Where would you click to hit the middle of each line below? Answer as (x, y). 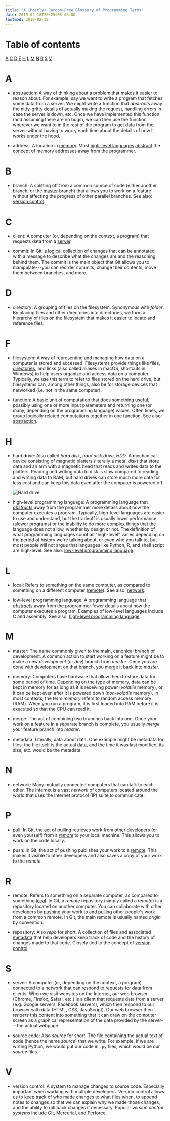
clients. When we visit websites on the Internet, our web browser (80, 993)
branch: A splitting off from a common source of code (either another (85, 186)
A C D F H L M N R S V (29, 58)
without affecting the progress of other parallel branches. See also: (82, 196)
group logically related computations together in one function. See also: (87, 416)
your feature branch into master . (46, 729)
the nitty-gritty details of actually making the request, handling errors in (87, 109)
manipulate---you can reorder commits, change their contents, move (84, 267)
